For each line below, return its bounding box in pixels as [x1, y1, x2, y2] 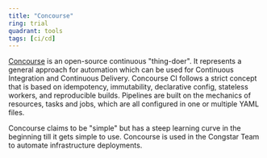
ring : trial [8, 19, 48, 27]
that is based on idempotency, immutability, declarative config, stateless [8, 82, 248, 92]
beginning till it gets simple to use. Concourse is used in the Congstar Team [8, 132, 260, 142]
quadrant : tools [8, 27, 63, 35]
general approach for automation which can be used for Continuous [8, 65, 234, 75]
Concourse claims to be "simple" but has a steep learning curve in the [8, 123, 241, 133]
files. [8, 108, 25, 118]
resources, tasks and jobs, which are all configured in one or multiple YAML [8, 99, 260, 109]
